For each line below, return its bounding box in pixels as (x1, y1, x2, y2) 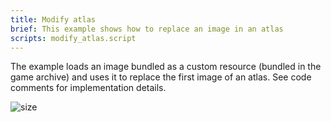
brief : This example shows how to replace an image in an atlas (10, 24, 284, 34)
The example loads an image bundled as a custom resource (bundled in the (10, 61, 322, 73)
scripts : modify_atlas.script (10, 33, 137, 43)
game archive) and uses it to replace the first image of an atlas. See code (10, 71, 312, 83)
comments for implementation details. (10, 82, 167, 94)
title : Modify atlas (10, 14, 97, 25)
